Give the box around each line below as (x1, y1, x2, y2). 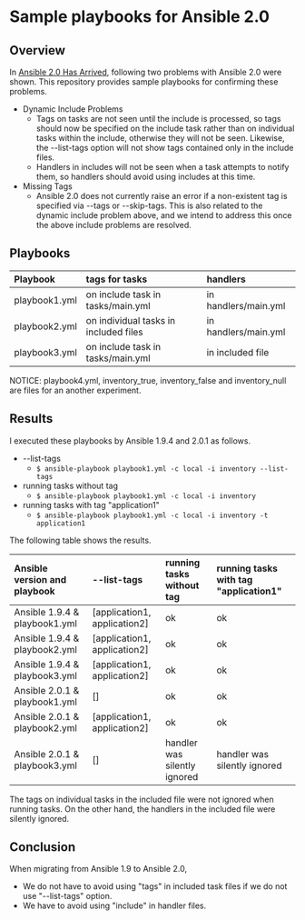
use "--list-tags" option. (22, 891, 113, 902)
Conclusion (9, 839, 76, 855)
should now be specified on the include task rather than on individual (35, 123, 295, 134)
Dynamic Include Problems (22, 104, 124, 115)
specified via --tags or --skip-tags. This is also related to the (35, 200, 263, 211)
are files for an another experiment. (9, 385, 142, 395)
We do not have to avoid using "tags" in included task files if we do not (22, 881, 288, 892)
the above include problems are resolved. (35, 220, 192, 230)
